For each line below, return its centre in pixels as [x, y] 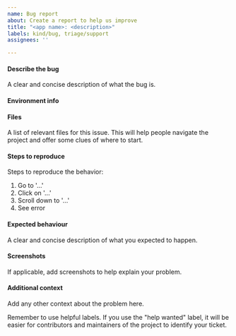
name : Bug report [33, 14]
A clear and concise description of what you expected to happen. [102, 240]
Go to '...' [30, 186]
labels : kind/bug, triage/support [58, 34]
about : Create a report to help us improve [72, 20]
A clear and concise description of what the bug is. [82, 85]
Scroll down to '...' [43, 200]
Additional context [35, 288]
